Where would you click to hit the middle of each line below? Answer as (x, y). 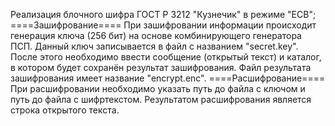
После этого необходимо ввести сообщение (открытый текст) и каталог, (166, 57)
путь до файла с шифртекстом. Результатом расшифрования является (161, 99)
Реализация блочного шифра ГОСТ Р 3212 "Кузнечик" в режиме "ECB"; (163, 14)
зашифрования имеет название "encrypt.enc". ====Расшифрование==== (168, 78)
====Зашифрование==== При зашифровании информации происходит (163, 25)
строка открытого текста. (65, 110)
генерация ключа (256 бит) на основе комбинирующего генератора (156, 35)
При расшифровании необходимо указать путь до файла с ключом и (158, 88)
